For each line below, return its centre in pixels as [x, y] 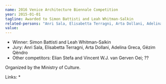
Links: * [13, 77]
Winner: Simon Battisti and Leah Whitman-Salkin [62, 42]
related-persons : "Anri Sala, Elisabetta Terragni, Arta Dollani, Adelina [84, 23]
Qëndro [20, 53]
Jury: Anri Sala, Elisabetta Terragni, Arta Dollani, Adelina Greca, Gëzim [84, 47]
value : [12, 28]
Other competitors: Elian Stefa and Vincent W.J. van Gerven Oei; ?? [81, 58]
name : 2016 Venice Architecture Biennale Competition [62, 10]
